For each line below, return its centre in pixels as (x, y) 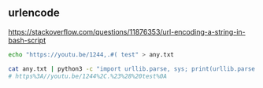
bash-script (27, 40)
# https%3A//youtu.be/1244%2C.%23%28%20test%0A (88, 76)
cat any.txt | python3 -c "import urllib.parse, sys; (98, 69)
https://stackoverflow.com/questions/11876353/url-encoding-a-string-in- (127, 31)
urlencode (34, 13)
